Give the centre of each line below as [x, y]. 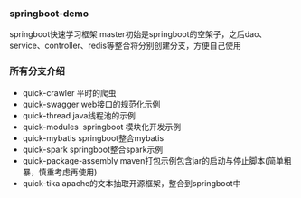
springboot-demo [49, 14]
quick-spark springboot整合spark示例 [93, 149]
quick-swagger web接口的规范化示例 [91, 104]
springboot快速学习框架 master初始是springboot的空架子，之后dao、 [138, 34]
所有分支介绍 [38, 71]
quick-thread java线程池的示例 [79, 115]
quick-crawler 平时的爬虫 [69, 92]
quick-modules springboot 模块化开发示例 [102, 127]
